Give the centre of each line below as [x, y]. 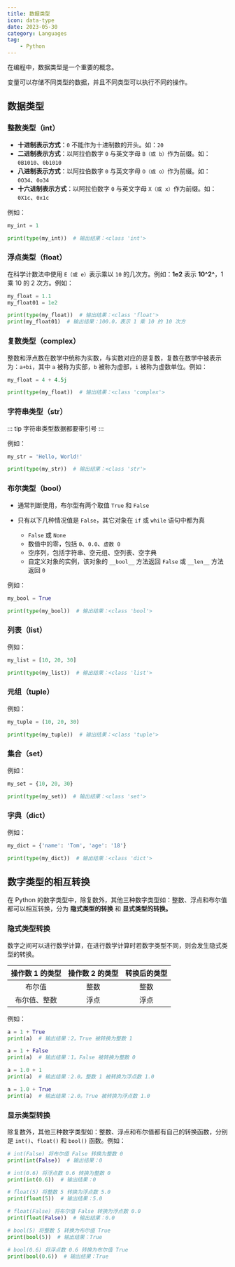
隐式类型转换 [29, 929]
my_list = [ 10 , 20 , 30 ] [42, 660]
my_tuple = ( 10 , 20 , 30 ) [43, 722]
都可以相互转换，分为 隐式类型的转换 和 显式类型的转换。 [90, 909]
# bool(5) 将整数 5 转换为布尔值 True [59, 1231]
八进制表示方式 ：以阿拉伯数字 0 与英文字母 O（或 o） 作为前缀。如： [114, 171]
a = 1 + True [26, 1032]
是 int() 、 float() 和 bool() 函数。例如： [66, 1140]
